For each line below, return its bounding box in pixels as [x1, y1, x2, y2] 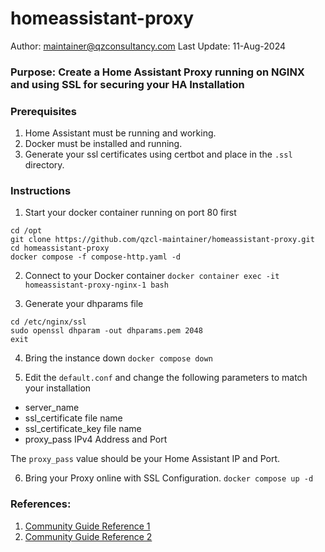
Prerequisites [10, 104, 77, 118]
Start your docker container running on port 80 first [24, 207, 237, 219]
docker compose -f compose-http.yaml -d [10, 252, 182, 262]
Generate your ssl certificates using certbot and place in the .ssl [24, 148, 293, 161]
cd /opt [10, 226, 43, 236]
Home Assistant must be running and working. [24, 127, 217, 139]
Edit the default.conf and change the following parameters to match [24, 372, 308, 384]
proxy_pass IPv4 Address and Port [24, 433, 168, 446]
